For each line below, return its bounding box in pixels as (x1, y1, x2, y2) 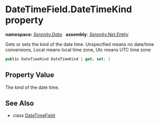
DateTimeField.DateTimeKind (5, 4, 132, 15)
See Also (5, 99, 34, 108)
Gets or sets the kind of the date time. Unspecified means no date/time (5, 41, 154, 47)
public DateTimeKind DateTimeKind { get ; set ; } (5, 56, 111, 62)
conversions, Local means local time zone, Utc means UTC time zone (5, 46, 151, 53)
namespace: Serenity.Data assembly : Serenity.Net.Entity (5, 31, 129, 37)
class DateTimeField (12, 112, 55, 118)
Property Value (5, 70, 55, 80)
